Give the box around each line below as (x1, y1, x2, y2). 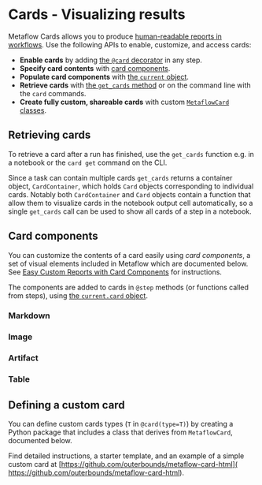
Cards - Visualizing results (8, 6, 186, 24)
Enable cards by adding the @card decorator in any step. (19, 55, 203, 65)
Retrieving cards (8, 129, 91, 142)
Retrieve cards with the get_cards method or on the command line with (19, 80, 251, 90)
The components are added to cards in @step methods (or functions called (8, 282, 249, 292)
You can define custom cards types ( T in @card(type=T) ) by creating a (8, 420, 234, 429)
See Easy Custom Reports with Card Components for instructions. (8, 267, 223, 277)
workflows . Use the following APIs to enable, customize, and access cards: (8, 39, 252, 49)
